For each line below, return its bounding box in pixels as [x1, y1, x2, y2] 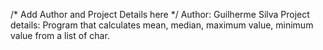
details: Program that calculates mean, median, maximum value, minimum [10, 19, 314, 31]
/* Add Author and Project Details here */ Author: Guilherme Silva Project [10, 9, 310, 20]
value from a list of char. [10, 30, 110, 41]
